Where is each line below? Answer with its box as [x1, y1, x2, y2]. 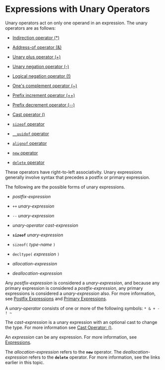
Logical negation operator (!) [12, 73, 71, 79]
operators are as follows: [5, 25, 56, 31]
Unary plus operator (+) [12, 53, 61, 60]
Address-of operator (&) [12, 44, 62, 50]
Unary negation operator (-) [12, 63, 69, 69]
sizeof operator [12, 121, 45, 127]
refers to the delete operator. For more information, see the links [28, 354, 160, 360]
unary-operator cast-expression [12, 222, 78, 228]
